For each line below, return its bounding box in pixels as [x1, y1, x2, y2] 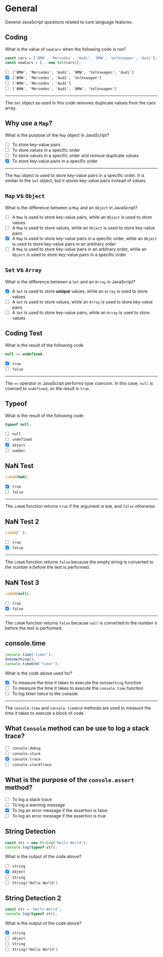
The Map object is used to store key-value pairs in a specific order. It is [5, 172, 145, 178]
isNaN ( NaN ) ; [5, 475, 29, 479]
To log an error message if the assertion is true [12, 813, 106, 818]
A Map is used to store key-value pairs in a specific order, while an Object [12, 235, 157, 241]
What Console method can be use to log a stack [5, 724, 149, 733]
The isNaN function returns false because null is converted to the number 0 [5, 620, 157, 626]
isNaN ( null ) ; [5, 591, 32, 597]
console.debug [12, 746, 41, 751]
